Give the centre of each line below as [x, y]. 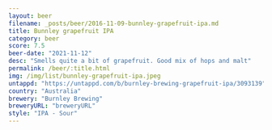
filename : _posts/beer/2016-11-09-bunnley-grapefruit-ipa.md [114, 23]
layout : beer [30, 16]
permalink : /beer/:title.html [59, 69]
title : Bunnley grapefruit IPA [61, 31]
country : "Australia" [45, 91]
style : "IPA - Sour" [43, 114]
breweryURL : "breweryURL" [52, 106]
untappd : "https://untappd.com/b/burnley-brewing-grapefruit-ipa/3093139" [137, 83]
